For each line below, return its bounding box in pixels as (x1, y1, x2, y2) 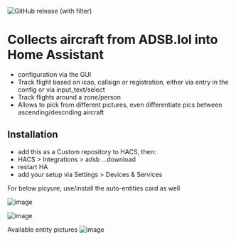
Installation (7, 129, 58, 141)
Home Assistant (7, 47, 104, 63)
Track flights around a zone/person (17, 92, 122, 101)
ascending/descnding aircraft (17, 107, 104, 117)
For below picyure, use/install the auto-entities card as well (7, 183, 181, 192)
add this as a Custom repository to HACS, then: (17, 147, 156, 156)
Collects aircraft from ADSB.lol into (7, 32, 218, 48)
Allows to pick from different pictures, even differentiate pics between (17, 100, 222, 109)
